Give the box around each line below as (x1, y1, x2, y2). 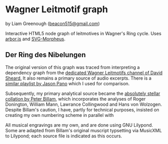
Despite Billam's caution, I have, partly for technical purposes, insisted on (5, 106, 159, 113)
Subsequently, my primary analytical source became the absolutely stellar (5, 90, 160, 97)
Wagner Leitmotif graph (5, 4, 108, 15)
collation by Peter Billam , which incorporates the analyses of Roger (5, 95, 146, 102)
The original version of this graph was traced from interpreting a (5, 64, 140, 70)
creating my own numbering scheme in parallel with (5, 112, 114, 118)
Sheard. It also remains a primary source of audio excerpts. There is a (5, 75, 152, 81)
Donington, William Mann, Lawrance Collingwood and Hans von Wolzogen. (5, 101, 162, 107)
